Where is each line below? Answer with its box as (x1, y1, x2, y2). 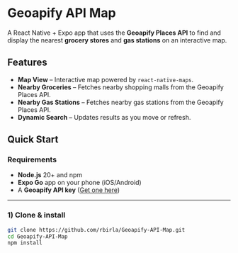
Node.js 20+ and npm (17, 171, 83, 179)
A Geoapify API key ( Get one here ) (17, 186, 120, 194)
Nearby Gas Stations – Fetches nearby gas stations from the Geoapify (17, 98, 225, 106)
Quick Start (7, 133, 59, 146)
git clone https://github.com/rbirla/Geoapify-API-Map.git (7, 226, 186, 233)
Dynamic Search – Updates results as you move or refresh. (17, 113, 191, 121)
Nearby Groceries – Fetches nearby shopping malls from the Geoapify (17, 83, 225, 91)
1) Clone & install (7, 210, 66, 220)
